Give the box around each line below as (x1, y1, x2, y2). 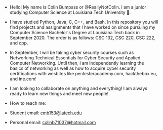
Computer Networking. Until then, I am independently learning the (9, 60, 144, 66)
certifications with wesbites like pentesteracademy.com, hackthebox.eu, (9, 71, 157, 76)
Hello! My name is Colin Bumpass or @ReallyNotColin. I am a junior (9, 4, 147, 10)
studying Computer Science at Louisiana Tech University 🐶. (9, 9, 131, 15)
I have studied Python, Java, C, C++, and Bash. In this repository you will (9, 19, 158, 25)
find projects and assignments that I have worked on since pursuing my (9, 24, 156, 30)
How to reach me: (9, 100, 46, 106)
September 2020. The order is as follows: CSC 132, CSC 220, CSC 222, (9, 35, 156, 41)
